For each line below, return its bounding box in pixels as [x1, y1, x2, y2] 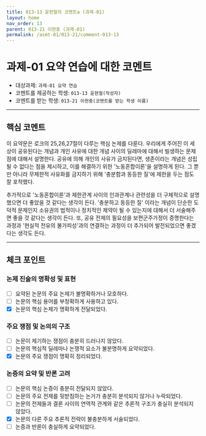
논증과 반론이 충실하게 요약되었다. [15, 423, 96, 430]
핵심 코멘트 [6, 122, 46, 132]
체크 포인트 [6, 255, 46, 266]
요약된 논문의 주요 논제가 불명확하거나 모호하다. [15, 289, 129, 297]
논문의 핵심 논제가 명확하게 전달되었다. [15, 305, 107, 313]
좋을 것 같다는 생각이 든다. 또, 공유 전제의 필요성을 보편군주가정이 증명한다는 [12, 214, 194, 221]
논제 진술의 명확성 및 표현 [6, 275, 77, 283]
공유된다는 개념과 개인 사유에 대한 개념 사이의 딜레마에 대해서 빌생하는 [17, 147, 185, 155]
